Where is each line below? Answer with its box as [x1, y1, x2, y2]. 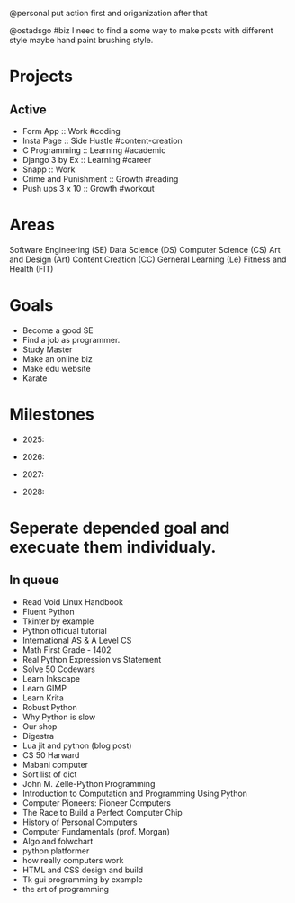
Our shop [22, 720, 58, 732]
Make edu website [22, 363, 92, 374]
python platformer [22, 845, 90, 856]
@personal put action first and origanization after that [9, 8, 209, 18]
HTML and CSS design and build [22, 864, 144, 875]
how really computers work [22, 854, 124, 865]
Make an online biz [22, 353, 93, 364]
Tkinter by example [22, 616, 94, 627]
